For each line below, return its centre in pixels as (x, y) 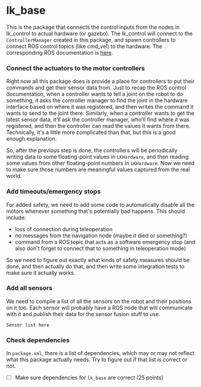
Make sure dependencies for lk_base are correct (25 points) (89, 378)
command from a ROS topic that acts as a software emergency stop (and (105, 242)
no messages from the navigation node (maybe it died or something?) (101, 236)
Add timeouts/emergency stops (53, 192)
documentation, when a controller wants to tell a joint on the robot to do (95, 94)
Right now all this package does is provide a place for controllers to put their (100, 81)
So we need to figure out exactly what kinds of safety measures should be (98, 260)
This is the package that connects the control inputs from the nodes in (93, 27)
